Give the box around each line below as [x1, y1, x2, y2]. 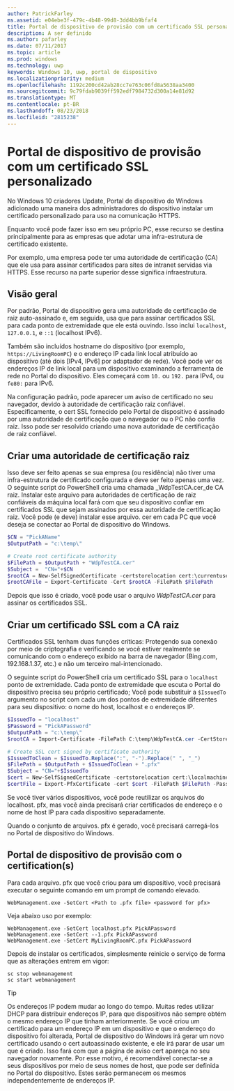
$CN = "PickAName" [7, 534, 61, 541]
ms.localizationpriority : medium [7, 75, 104, 82]
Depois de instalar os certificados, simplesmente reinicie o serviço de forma [7, 949, 226, 958]
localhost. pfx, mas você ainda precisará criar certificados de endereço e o [7, 800, 223, 809]
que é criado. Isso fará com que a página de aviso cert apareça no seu [7, 1046, 210, 1055]
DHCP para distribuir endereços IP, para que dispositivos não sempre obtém [7, 1009, 226, 1018]
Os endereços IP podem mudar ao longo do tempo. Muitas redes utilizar [7, 1002, 214, 1010]
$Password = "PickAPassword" [7, 722, 92, 729]
